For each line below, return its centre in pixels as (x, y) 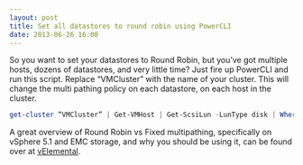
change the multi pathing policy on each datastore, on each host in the (141, 89)
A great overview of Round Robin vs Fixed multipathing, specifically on (141, 133)
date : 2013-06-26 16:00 (54, 34)
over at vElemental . (45, 151)
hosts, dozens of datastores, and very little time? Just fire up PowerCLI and (149, 69)
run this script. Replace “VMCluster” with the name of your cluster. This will (149, 79)
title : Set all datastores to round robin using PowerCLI (120, 26)
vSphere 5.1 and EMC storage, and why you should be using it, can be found (151, 142)
